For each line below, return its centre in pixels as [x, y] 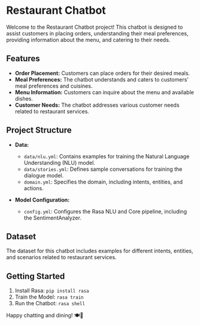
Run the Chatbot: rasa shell [50, 303]
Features [23, 58]
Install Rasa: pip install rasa [52, 291]
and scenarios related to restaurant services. [61, 257]
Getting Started [36, 276]
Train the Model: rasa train [49, 297]
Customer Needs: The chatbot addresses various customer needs [97, 105]
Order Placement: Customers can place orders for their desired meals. [102, 73]
